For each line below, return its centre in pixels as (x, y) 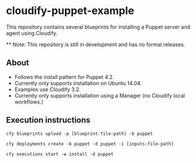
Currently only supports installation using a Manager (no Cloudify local (100, 95)
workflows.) (29, 102)
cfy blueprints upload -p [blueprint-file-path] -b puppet (80, 133)
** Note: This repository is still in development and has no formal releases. (96, 44)
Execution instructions (48, 120)
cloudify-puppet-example (70, 11)
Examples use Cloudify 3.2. (47, 89)
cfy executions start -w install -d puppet (60, 154)
